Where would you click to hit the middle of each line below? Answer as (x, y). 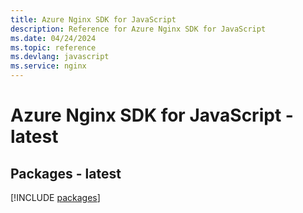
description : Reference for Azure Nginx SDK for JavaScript (138, 29)
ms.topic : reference (53, 47)
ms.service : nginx (48, 66)
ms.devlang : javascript (60, 57)
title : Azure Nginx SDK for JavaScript (93, 19)
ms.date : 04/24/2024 (53, 38)
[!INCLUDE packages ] (55, 197)
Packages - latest (66, 173)
